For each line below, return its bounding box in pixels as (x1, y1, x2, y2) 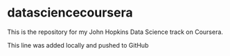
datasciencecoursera (7, 5, 133, 21)
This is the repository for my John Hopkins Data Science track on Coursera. (7, 28, 224, 36)
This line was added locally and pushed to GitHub (7, 41, 149, 49)
